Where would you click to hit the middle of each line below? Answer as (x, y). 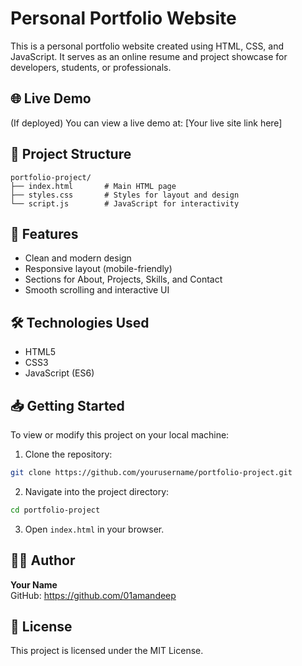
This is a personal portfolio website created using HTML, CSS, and (147, 46)
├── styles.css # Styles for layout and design (125, 195)
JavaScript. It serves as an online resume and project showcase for (149, 56)
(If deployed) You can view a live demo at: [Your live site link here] (146, 123)
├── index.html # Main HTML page (93, 186)
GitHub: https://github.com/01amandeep (93, 595)
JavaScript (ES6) (59, 373)
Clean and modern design (78, 258)
